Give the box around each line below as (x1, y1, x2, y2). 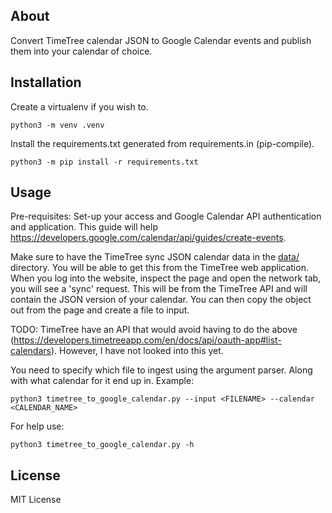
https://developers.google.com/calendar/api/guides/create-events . (10, 232, 287, 244)
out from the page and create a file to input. (10, 304, 190, 316)
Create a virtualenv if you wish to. (10, 100, 149, 113)
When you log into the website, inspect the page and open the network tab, (10, 272, 322, 284)
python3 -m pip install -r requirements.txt (10, 157, 199, 167)
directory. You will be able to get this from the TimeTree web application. (10, 262, 309, 274)
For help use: (10, 420, 65, 433)
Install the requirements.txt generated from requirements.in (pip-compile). (10, 137, 315, 149)
